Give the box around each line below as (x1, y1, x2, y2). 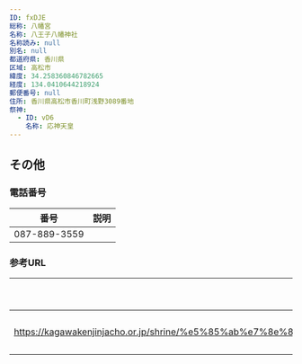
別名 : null (9, 47, 48, 56)
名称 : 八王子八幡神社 (9, 30, 78, 39)
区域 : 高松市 (9, 64, 51, 73)
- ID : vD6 (17, 113, 54, 122)
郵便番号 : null (9, 88, 61, 97)
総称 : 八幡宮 (9, 22, 51, 31)
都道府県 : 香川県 (9, 55, 65, 64)
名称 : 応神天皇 (25, 122, 75, 131)
